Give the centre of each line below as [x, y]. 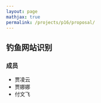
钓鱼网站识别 [29, 47]
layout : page [22, 11]
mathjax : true [23, 17]
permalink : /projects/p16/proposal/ [50, 22]
